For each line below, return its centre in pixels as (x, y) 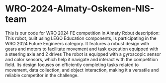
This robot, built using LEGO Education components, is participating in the (81, 38)
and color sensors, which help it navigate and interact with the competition (82, 59)
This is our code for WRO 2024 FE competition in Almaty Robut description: (83, 33)
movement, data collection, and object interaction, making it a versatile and (82, 70)
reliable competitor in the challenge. (42, 75)
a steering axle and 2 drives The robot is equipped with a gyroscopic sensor (83, 54)
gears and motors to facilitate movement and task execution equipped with (82, 49)
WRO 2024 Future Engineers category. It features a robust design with (77, 43)
